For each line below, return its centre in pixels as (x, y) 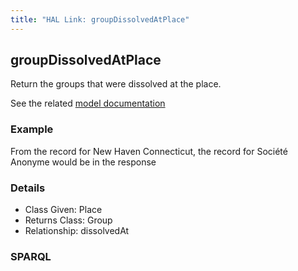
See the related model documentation (88, 103)
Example (32, 129)
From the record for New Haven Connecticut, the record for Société (149, 151)
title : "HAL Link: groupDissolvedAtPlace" (100, 19)
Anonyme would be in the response (83, 162)
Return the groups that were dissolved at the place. (116, 84)
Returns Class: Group (68, 220)
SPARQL (31, 256)
